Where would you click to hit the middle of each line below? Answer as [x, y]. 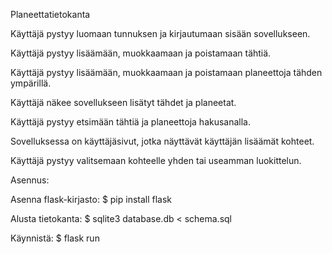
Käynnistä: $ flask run [55, 238]
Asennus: [30, 180]
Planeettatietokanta [50, 14]
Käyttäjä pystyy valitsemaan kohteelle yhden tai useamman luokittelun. [156, 160]
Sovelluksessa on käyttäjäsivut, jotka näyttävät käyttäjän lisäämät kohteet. [162, 141]
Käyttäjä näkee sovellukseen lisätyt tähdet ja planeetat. [123, 102]
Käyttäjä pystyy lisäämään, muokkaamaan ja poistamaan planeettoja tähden [166, 72]
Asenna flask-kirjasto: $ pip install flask [91, 199]
